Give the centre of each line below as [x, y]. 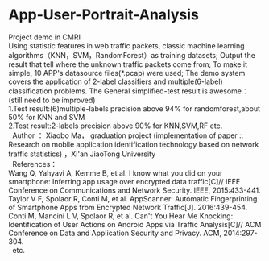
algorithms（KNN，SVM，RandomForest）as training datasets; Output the [132, 55]
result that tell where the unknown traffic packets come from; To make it [128, 64]
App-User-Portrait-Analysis [103, 15]
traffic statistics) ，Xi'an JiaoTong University [82, 154]
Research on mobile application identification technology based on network [134, 144]
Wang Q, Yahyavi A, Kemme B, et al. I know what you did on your [116, 173]
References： [35, 164]
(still [15, 100]
